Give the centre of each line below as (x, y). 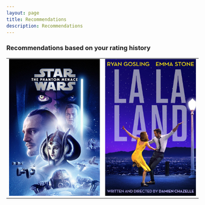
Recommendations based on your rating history (78, 48)
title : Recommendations (37, 19)
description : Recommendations (45, 26)
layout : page (23, 13)
